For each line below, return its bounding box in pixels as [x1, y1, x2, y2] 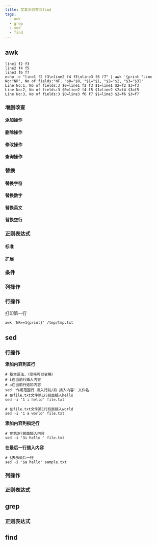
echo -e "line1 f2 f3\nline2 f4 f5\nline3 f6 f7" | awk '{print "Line [5, 74, 153, 79]
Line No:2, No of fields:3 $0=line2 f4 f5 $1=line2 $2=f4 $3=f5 [5, 87, 139, 92]
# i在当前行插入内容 [5, 377, 41, 382]
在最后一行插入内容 [5, 444, 44, 451]
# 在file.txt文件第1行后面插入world [5, 407, 74, 412]
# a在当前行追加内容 [5, 382, 41, 387]
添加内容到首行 [5, 361, 35, 367]
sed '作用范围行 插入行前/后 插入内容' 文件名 [5, 388, 89, 393]
